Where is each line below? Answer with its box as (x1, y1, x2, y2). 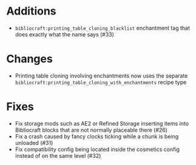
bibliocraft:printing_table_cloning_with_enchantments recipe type (15, 78, 187, 86)
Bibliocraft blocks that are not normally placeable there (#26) (15, 126, 168, 133)
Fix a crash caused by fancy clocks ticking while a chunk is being (15, 132, 179, 140)
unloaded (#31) (15, 139, 53, 146)
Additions (6, 4, 56, 18)
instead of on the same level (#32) (15, 152, 101, 159)
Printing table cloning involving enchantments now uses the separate (15, 72, 188, 79)
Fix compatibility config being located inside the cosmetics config (15, 146, 180, 153)
